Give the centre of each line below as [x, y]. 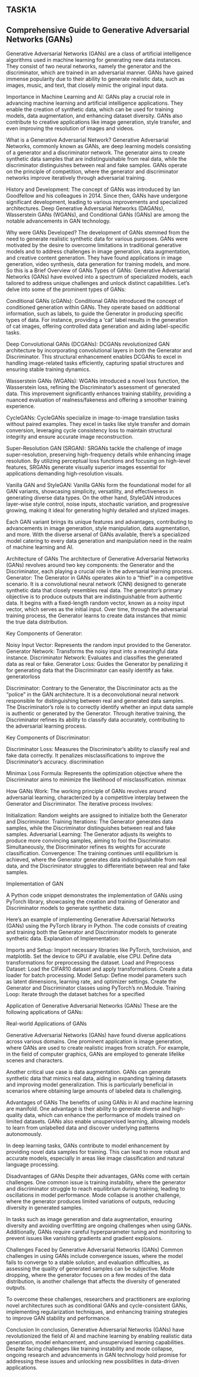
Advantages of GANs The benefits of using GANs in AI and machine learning [100, 1103]
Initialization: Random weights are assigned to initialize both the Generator [97, 815]
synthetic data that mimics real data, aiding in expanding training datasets [97, 1078]
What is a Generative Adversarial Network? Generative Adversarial [88, 140]
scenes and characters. [35, 1060]
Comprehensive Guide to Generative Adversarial [98, 30]
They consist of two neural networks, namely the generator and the [89, 66]
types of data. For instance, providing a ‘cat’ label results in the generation [97, 320]
